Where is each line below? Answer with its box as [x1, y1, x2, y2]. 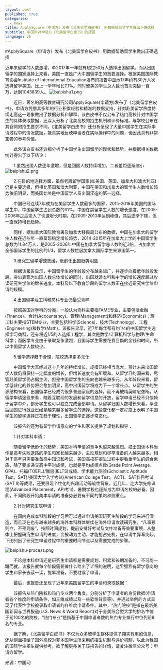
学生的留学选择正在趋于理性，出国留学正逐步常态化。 [5, 413, 112, 418]
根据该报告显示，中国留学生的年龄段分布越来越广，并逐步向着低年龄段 [13, 268, 154, 274]
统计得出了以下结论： [5, 152, 48, 158]
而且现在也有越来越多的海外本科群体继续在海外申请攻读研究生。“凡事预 [13, 519, 156, 525]
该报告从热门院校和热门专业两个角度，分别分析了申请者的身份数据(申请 [13, 590, 156, 596]
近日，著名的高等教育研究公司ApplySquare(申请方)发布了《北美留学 [13, 99, 149, 105]
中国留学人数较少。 [9, 344, 48, 349]
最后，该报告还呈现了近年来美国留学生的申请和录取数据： [13, 579, 129, 585]
